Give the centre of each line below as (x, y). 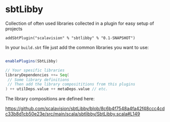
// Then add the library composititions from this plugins (72, 85)
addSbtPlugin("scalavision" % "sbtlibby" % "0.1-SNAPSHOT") (70, 38)
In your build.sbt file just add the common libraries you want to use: (77, 47)
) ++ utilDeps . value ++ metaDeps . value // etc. (57, 89)
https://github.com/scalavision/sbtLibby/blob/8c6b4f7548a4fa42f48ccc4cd (85, 109)
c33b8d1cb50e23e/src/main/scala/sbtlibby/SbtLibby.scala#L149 (73, 114)
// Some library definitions (38, 79)
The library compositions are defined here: (50, 99)
